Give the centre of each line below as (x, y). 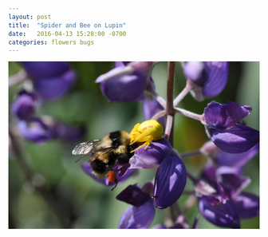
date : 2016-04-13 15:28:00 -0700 (67, 34)
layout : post (30, 17)
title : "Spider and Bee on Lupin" (67, 25)
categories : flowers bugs (51, 42)
